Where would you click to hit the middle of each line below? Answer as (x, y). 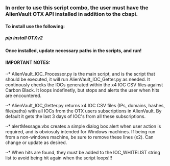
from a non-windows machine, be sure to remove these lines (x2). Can (80, 137)
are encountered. (23, 96)
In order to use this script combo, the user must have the (77, 8)
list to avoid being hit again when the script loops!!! (59, 158)
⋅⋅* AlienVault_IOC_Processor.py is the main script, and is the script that (80, 74)
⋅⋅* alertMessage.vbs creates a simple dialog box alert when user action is (83, 126)
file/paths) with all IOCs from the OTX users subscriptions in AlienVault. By (83, 111)
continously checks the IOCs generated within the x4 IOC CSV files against (84, 85)
